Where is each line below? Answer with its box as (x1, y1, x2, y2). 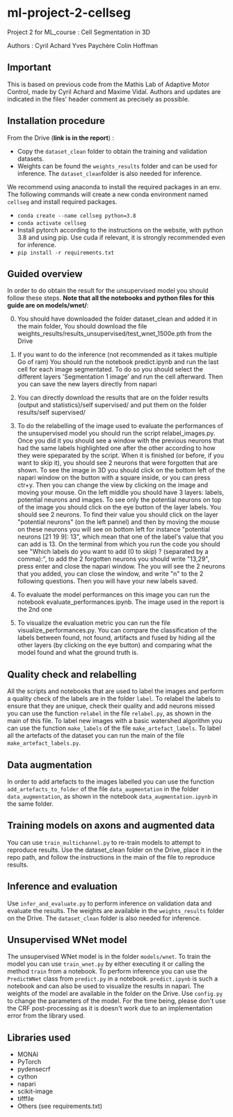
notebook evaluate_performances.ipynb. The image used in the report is (17, 598, 225, 606)
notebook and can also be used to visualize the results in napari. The (7, 982, 204, 990)
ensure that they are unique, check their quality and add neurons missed (7, 702, 216, 711)
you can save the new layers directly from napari (17, 380, 158, 388)
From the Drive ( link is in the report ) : (7, 134, 115, 142)
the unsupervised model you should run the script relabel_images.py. (17, 429, 216, 438)
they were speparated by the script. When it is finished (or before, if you (17, 451, 225, 460)
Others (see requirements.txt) (17, 1102, 103, 1111)
